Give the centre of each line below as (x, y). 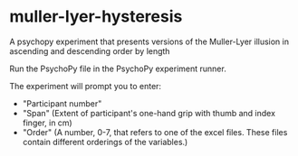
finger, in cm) (47, 123)
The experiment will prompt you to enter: (85, 86)
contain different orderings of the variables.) (105, 142)
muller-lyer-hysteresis (96, 17)
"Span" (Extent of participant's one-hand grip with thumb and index (149, 113)
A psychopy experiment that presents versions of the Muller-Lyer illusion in (149, 41)
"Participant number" (62, 103)
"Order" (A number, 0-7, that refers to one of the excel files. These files (155, 132)
